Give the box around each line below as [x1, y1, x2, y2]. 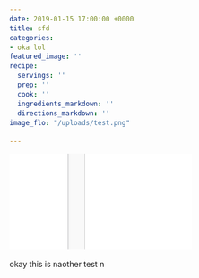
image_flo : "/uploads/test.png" [9, 118, 130, 127]
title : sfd [9, 23, 50, 33]
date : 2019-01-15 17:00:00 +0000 [9, 14, 134, 23]
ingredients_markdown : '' [17, 99, 115, 108]
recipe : [9, 62, 39, 71]
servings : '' [17, 72, 66, 80]
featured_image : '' [9, 52, 82, 62]
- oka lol [9, 43, 47, 52]
